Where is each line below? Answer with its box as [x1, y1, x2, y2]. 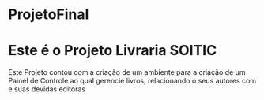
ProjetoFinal [8, 6, 89, 24]
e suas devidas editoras [8, 84, 85, 94]
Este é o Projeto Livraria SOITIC [8, 42, 217, 60]
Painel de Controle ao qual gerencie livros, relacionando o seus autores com [8, 76, 257, 86]
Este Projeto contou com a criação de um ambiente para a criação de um [8, 68, 246, 77]
